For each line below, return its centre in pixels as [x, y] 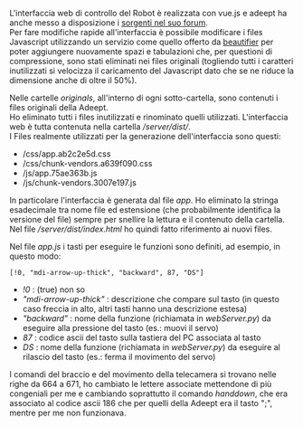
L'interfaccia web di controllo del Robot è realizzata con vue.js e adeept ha [148, 13]
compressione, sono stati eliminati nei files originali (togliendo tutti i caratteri [151, 61]
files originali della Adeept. [59, 107]
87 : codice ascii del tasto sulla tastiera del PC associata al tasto [142, 337]
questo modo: [35, 256]
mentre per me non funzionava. [68, 413]
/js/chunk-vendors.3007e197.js [80, 183]
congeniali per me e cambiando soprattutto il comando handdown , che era [148, 394]
